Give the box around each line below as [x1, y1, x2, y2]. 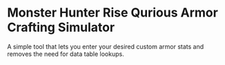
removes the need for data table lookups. [7, 50, 124, 58]
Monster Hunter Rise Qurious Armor [7, 5, 219, 21]
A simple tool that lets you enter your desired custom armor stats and [7, 42, 204, 50]
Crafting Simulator [7, 19, 115, 35]
